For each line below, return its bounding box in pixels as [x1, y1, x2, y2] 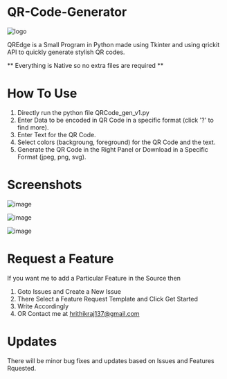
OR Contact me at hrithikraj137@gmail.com [17, 309, 140, 317]
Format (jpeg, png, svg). [17, 152, 87, 161]
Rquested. [7, 364, 37, 372]
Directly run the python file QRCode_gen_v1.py [17, 108, 150, 116]
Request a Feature [7, 251, 114, 267]
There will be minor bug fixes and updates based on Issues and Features [7, 356, 215, 364]
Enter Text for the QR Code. [17, 130, 96, 139]
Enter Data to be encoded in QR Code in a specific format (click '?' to [17, 116, 215, 124]
